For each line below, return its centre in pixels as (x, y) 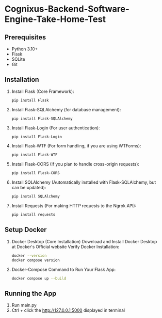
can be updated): (29, 188)
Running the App (31, 293)
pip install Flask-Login (37, 137)
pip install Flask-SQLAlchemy (42, 118)
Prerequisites (25, 37)
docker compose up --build (39, 278)
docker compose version (36, 260)
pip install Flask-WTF (34, 155)
